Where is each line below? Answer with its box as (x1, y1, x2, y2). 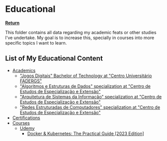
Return (5, 20, 20, 26)
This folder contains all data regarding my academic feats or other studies (5, 29, 157, 35)
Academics (12, 67, 36, 73)
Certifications (12, 115, 41, 121)
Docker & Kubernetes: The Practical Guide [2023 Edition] (27, 130, 144, 137)
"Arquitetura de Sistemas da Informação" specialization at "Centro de (19, 94, 162, 99)
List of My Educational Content (5, 54, 103, 63)
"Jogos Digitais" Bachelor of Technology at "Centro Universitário (19, 73, 153, 79)
